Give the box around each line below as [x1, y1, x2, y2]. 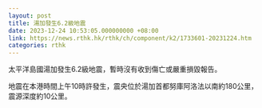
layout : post [8, 11, 52, 20]
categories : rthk [8, 42, 66, 50]
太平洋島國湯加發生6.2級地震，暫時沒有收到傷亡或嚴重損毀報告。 [8, 65, 222, 74]
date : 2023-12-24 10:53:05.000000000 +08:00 [8, 26, 159, 34]
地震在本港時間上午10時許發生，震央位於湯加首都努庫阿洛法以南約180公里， [8, 82, 258, 91]
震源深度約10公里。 [8, 91, 72, 101]
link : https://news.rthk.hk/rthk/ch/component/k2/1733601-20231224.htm [8, 34, 252, 42]
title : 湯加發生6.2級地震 [8, 19, 86, 27]
